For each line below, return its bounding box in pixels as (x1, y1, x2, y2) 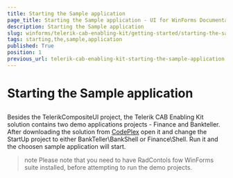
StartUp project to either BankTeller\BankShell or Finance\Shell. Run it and (7, 135, 218, 143)
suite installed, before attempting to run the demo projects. (24, 163, 193, 172)
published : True (7, 42, 54, 49)
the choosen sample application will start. (7, 143, 126, 151)
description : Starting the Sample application (7, 23, 144, 30)
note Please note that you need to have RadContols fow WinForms (24, 156, 214, 164)
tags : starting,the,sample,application (7, 36, 123, 43)
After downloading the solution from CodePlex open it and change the (7, 128, 207, 136)
